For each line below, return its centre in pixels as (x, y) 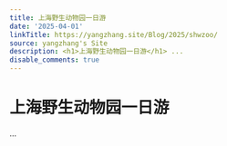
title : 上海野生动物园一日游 (58, 18)
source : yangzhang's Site (58, 43)
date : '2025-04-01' (46, 26)
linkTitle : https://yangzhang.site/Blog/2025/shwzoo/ (114, 34)
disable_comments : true (55, 60)
